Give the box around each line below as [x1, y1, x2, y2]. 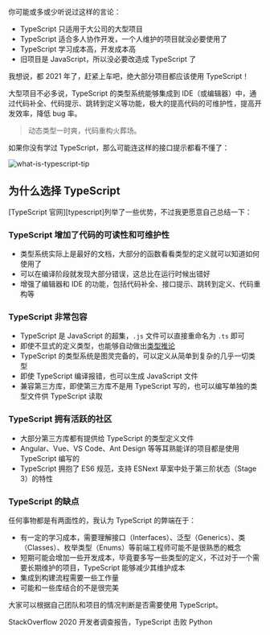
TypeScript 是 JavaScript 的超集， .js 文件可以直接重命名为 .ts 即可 [19, 331, 245, 340]
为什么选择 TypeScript [8, 184, 121, 198]
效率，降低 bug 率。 [14, 109, 82, 118]
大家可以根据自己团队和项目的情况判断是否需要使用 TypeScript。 [8, 600, 223, 609]
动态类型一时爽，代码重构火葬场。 [27, 126, 141, 135]
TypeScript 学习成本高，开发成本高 [19, 44, 137, 54]
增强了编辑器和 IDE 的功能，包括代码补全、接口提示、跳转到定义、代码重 [19, 279, 261, 289]
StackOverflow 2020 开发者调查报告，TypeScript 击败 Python [8, 617, 213, 626]
